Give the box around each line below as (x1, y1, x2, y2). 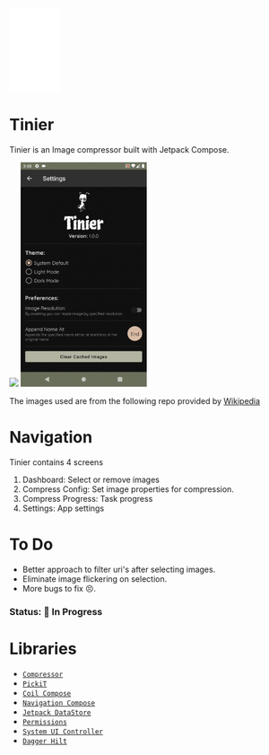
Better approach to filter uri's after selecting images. (22, 564, 216, 575)
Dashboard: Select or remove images (22, 474, 160, 485)
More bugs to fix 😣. (22, 583, 97, 593)
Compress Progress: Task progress (22, 493, 153, 504)
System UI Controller (22, 727, 103, 736)
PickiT (22, 680, 48, 689)
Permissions (22, 717, 67, 726)
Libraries (9, 638, 77, 659)
